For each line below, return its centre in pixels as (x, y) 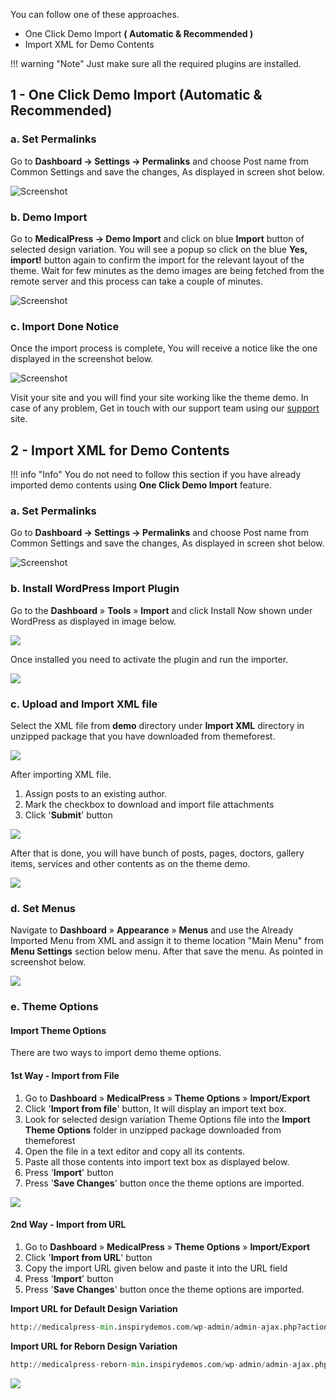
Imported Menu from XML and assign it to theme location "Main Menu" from (167, 941)
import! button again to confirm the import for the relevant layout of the (157, 260)
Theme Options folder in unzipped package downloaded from (153, 1130)
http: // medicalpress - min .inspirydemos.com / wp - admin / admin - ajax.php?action (169, 1327)
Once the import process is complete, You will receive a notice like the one (164, 348)
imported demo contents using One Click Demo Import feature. (141, 485)
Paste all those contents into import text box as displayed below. (157, 1161)
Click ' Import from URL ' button (88, 1257)
